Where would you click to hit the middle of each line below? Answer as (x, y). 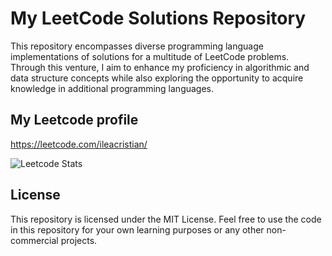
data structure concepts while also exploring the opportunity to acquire (157, 78)
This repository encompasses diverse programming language (137, 46)
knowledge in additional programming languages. (112, 88)
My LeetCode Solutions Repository (158, 18)
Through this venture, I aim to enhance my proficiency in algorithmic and (160, 67)
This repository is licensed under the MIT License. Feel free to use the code (166, 219)
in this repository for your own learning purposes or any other (137, 229)
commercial (34, 240)
